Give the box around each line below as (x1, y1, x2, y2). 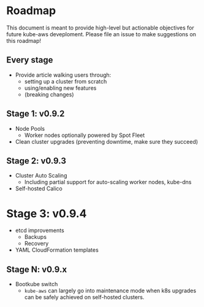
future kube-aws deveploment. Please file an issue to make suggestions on (6, 30, 197, 37)
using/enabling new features (24, 84, 97, 91)
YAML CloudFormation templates (15, 246, 99, 254)
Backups (24, 233, 47, 241)
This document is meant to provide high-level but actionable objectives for (6, 24, 194, 31)
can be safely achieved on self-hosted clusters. (24, 293, 145, 301)
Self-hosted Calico (15, 185, 62, 192)
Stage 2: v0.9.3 (6, 155, 66, 166)
